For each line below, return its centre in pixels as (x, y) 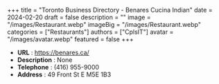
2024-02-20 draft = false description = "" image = (79, 17)
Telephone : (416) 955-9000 (58, 67)
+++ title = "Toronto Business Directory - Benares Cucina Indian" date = (110, 10)
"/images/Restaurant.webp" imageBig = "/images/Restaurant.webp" (104, 24)
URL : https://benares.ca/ (53, 52)
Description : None (45, 60)
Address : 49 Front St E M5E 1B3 (64, 74)
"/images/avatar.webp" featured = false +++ (70, 39)
